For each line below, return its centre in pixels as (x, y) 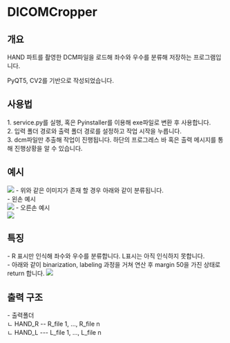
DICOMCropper (52, 12)
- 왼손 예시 (21, 198)
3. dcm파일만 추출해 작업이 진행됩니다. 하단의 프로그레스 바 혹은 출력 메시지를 (112, 140)
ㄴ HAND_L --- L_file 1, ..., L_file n (54, 333)
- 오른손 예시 (33, 207)
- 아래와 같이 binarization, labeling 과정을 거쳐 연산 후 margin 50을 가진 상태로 (114, 265)
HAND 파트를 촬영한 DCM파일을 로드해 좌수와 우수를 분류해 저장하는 (99, 57)
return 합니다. (26, 273)
